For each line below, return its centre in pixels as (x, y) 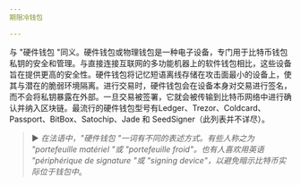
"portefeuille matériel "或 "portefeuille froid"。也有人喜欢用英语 (147, 149)
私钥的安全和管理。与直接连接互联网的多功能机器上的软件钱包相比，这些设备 (150, 63)
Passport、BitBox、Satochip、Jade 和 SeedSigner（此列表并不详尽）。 (140, 119)
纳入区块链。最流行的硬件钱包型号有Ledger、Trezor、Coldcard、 (145, 107)
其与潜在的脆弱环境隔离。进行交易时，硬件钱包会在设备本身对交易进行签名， (150, 85)
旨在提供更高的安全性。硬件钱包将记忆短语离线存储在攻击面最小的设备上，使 (150, 74)
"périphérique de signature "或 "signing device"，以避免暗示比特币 (155, 160)
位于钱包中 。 (63, 172)
